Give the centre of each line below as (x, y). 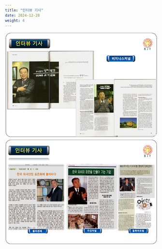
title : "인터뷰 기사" (24, 10)
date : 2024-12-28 (22, 15)
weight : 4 (15, 20)
